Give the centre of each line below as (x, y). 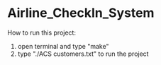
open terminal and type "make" (63, 46)
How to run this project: (42, 32)
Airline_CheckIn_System (81, 13)
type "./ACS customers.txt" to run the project (83, 54)
